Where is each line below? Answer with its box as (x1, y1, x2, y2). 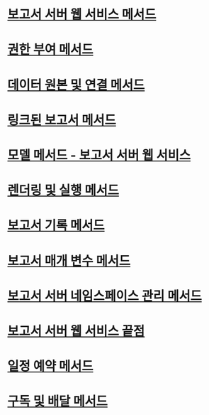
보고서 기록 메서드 (7, 217, 105, 234)
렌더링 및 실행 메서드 (7, 183, 119, 199)
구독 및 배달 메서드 (7, 394, 108, 409)
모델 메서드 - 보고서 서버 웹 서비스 (7, 147, 191, 163)
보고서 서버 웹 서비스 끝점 (7, 323, 145, 339)
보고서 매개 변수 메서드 (7, 253, 131, 269)
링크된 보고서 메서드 (7, 112, 117, 128)
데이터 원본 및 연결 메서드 (7, 77, 145, 93)
